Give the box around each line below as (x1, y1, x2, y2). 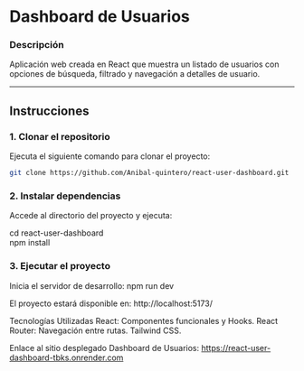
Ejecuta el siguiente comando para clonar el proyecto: (9, 151, 211, 162)
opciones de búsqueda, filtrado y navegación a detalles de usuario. (9, 69, 261, 79)
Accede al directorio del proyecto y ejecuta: (9, 210, 173, 221)
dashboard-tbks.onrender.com (9, 352, 124, 363)
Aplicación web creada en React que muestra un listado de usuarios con (9, 59, 280, 70)
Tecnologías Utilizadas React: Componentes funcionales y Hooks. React (9, 315, 279, 326)
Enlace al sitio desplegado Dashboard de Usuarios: (9, 342, 200, 353)
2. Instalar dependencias (9, 190, 121, 202)
